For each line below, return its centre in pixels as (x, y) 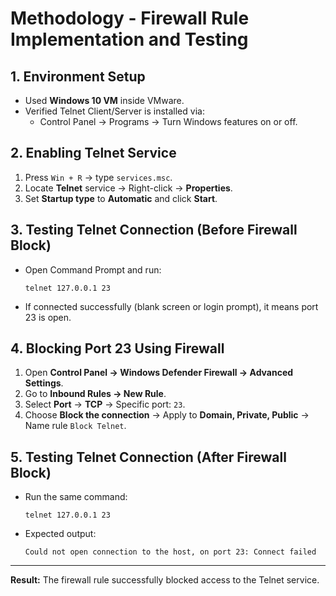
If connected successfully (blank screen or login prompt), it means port (171, 306)
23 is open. (48, 317)
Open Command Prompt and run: (93, 269)
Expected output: (60, 534)
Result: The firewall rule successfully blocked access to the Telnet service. (165, 580)
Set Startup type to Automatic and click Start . (121, 198)
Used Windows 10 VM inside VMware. (104, 100)
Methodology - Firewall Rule (130, 18)
